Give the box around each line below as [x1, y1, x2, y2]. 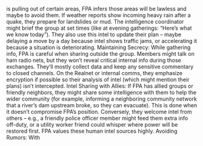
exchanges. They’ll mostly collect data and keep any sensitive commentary [6, 63, 194, 70]
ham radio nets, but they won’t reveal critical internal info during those [6, 57, 182, 64]
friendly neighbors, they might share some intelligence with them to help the [6, 89, 197, 96]
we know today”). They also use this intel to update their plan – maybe [6, 31, 182, 38]
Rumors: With [6, 134, 41, 141]
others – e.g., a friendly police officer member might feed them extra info [6, 114, 188, 122]
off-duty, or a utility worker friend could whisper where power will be [6, 121, 178, 128]
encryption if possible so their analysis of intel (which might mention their [6, 76, 190, 83]
